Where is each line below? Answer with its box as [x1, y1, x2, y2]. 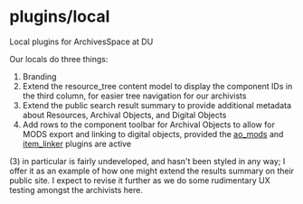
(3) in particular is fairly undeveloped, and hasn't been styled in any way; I [9, 155, 286, 166]
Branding [22, 70, 57, 82]
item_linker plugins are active [22, 138, 132, 149]
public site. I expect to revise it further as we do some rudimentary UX [9, 174, 270, 186]
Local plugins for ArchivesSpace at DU [9, 36, 154, 47]
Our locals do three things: [9, 53, 109, 64]
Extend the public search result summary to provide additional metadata [22, 99, 292, 110]
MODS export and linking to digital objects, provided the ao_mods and [22, 128, 284, 139]
